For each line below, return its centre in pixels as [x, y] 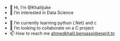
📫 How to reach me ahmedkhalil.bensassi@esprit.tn [62, 33]
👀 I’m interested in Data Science [42, 13]
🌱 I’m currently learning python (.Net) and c [53, 23]
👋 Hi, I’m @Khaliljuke [30, 7]
